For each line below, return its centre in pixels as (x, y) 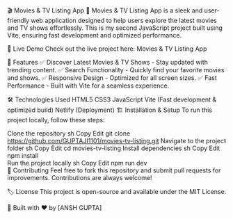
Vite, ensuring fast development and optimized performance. (95, 35)
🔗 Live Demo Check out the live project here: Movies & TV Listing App (107, 49)
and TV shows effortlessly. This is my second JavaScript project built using (115, 28)
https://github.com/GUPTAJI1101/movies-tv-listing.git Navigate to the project (117, 141)
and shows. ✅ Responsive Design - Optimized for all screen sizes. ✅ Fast (112, 78)
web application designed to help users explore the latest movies (124, 21)
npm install (23, 155)
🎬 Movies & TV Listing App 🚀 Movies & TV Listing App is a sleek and (105, 10)
